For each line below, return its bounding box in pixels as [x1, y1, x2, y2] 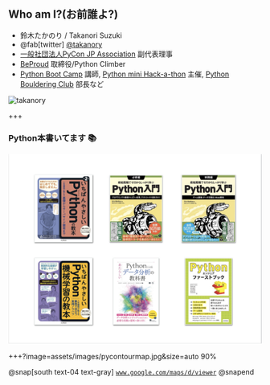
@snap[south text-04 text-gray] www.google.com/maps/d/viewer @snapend [8, 367, 255, 377]
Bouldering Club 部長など [19, 79, 104, 88]
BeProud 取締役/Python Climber [19, 59, 126, 68]
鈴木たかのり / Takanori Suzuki [19, 31, 122, 40]
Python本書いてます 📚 [8, 132, 97, 143]
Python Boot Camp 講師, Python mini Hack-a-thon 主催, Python [19, 69, 230, 79]
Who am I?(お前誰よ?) [8, 7, 119, 22]
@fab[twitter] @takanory [19, 39, 103, 49]
